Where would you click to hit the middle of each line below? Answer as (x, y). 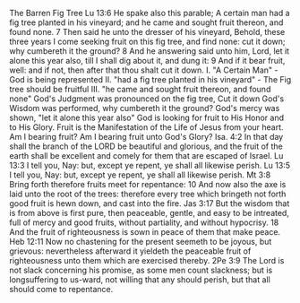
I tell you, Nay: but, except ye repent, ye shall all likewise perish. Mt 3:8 (140, 175)
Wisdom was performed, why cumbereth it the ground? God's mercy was (145, 108)
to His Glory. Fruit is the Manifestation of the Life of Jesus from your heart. (146, 127)
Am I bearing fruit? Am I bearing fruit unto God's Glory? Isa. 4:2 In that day (146, 137)
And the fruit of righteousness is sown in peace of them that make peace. (145, 232)
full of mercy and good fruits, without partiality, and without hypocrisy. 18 (144, 222)
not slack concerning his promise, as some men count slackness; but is (141, 270)
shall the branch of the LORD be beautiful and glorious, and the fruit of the (146, 146)
